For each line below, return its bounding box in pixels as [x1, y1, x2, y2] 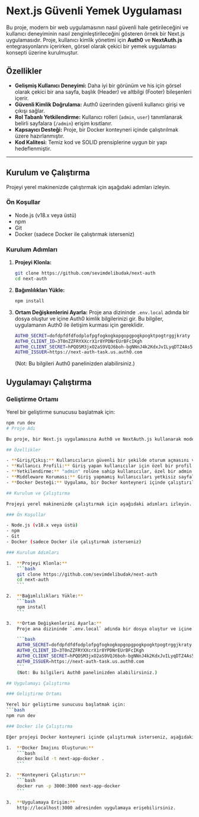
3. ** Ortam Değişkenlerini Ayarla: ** [6, 620, 102, 626]
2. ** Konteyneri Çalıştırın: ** [6, 772, 86, 778]
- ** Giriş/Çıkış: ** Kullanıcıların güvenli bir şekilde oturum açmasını [6, 458, 190, 464]
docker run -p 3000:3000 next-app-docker [17, 783, 120, 789]
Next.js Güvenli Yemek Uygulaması [6, 4, 182, 18]
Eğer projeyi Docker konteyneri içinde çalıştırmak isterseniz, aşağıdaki [6, 734, 195, 740]
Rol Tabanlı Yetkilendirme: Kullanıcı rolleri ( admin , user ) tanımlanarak [14, 113, 182, 120]
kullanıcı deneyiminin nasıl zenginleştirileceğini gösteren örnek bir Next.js [6, 30, 185, 37]
